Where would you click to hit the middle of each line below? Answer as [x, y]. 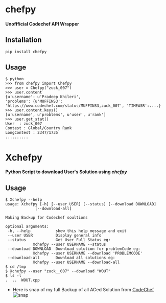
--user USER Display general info [54, 236]
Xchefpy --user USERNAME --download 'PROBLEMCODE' [88, 253]
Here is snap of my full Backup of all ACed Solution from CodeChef [83, 289]
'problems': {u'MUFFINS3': [34, 101]
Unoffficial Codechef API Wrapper [42, 24]
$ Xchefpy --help [24, 200]
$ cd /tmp [16, 267]
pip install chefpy [26, 52]
